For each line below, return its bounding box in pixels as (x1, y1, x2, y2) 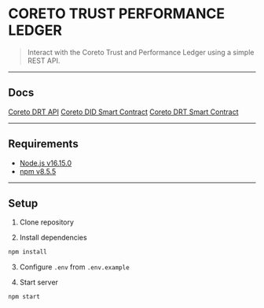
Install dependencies (19, 233, 88, 243)
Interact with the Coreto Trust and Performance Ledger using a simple (27, 47, 255, 57)
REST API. (27, 56, 60, 65)
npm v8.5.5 (19, 166, 57, 176)
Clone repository (19, 217, 75, 227)
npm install (8, 248, 47, 256)
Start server (19, 277, 59, 288)
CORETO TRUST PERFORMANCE (8, 5, 225, 23)
